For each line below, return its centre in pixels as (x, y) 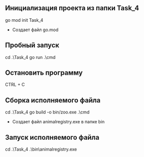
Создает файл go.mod (35, 30)
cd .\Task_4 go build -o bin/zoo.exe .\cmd (47, 112)
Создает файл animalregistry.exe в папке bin (58, 122)
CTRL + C (15, 85)
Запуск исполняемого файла (52, 137)
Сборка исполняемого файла (53, 100)
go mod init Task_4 (24, 20)
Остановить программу (44, 73)
